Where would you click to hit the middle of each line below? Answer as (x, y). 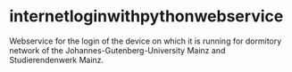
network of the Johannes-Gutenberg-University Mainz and (117, 50)
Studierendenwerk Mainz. (57, 60)
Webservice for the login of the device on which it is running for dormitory (146, 41)
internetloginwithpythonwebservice (146, 16)
